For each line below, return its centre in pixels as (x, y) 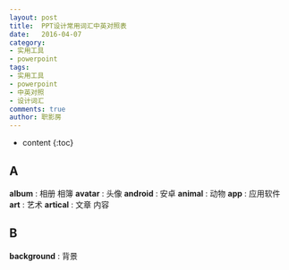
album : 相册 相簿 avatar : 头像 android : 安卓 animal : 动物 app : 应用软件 (145, 193)
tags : (19, 68)
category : (28, 42)
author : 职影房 (35, 117)
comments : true (38, 109)
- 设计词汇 (27, 101)
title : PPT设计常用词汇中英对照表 (68, 26)
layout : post (34, 17)
